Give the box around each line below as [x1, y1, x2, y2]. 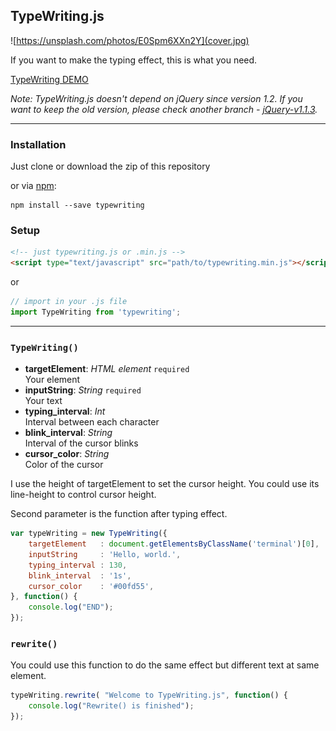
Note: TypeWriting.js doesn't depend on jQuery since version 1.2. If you [10, 92, 303, 104]
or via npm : [10, 180, 57, 192]
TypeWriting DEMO [10, 73, 89, 85]
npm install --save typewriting [10, 200, 145, 211]
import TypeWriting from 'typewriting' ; [10, 307, 182, 318]
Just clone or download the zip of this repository [10, 160, 211, 173]
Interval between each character [24, 416, 160, 428]
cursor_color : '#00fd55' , [28, 581, 155, 591]
